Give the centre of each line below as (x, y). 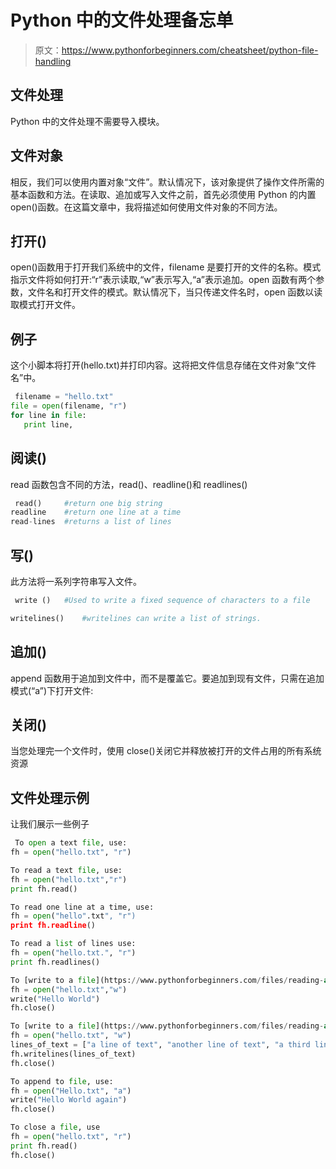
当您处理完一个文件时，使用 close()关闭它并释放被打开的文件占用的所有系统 (166, 751)
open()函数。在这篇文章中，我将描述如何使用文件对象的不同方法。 (146, 207)
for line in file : (48, 415)
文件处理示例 (50, 797)
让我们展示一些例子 (50, 824)
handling (53, 61)
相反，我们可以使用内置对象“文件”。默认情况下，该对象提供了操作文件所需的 (167, 182)
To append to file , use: (62, 1081)
